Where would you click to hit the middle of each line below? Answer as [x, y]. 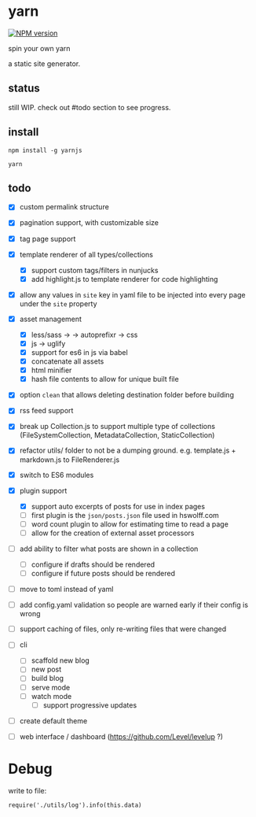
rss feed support [46, 411]
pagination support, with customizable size [89, 223]
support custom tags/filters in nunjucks [95, 270]
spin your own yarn [39, 48]
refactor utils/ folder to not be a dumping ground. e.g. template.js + [128, 450]
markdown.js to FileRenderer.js [69, 460]
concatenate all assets [68, 361]
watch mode [51, 696]
